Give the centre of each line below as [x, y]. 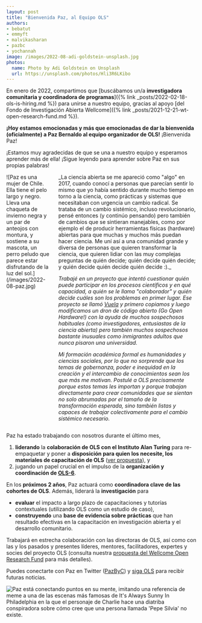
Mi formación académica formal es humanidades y [122, 354]
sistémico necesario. [84, 419]
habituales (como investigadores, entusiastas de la [122, 324]
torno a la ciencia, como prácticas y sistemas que [120, 196]
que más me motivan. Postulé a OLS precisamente [121, 380]
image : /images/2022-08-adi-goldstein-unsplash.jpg [72, 57]
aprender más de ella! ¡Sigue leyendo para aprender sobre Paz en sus [93, 159]
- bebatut [19, 29]
